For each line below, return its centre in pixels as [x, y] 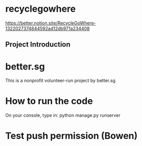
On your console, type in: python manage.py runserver [63, 115]
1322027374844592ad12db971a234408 [48, 28]
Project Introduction [38, 45]
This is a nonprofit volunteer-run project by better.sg [61, 81]
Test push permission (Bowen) [72, 136]
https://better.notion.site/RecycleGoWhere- [51, 23]
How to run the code [49, 101]
